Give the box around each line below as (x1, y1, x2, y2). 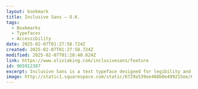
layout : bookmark (6, 8, 49, 15)
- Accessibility (11, 36, 51, 42)
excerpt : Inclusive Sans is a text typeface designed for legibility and (6, 69, 192, 74)
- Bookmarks (11, 25, 41, 31)
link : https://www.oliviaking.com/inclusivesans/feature (6, 57, 149, 63)
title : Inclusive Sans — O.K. (6, 14, 81, 20)
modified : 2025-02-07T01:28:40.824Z (6, 52, 96, 58)
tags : (6, 19, 19, 25)
